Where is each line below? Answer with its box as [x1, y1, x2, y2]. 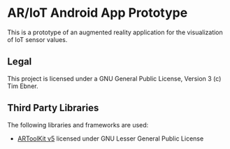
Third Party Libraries [7, 102, 99, 114]
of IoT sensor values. [7, 35, 68, 43]
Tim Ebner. [7, 82, 38, 90]
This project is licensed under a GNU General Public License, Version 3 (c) [7, 74, 222, 83]
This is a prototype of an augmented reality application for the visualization [7, 28, 224, 36]
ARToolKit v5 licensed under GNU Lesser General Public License [17, 134, 204, 143]
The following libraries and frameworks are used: [7, 120, 149, 129]
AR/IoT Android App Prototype [7, 5, 188, 21]
